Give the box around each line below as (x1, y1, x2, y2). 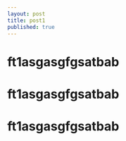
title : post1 (7, 17, 46, 24)
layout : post (7, 10, 46, 18)
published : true (7, 23, 55, 30)
